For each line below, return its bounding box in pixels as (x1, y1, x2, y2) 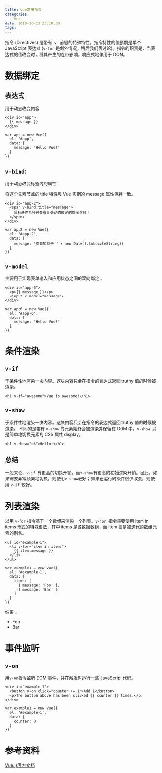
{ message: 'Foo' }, (18, 583, 60, 588)
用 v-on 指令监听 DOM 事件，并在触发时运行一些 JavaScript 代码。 (5, 675, 136, 681)
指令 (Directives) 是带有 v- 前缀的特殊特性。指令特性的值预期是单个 (5, 40, 142, 45)
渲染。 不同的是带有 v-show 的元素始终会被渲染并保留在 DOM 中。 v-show (5, 425, 150, 431)
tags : (5, 25, 16, 30)
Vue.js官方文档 (5, 762, 35, 768)
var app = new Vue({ (5, 133, 47, 137)
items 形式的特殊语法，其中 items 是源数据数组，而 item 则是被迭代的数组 (5, 524, 153, 530)
